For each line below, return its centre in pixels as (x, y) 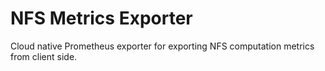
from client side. (44, 56)
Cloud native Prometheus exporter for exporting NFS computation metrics (162, 46)
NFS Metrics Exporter (101, 18)
